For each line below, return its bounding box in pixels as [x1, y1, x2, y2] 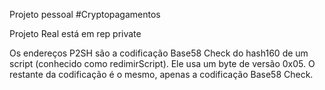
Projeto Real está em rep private [9, 28, 142, 39]
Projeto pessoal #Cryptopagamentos [9, 9, 161, 20]
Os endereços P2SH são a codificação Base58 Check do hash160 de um [9, 47, 309, 59]
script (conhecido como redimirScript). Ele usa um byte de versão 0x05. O [9, 58, 316, 69]
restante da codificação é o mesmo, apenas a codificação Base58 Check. [9, 69, 314, 80]
